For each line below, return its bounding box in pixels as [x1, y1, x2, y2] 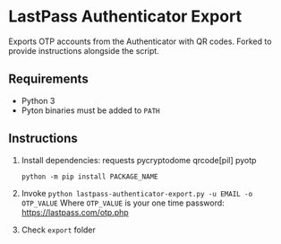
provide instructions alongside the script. [8, 45, 160, 56]
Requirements [8, 72, 89, 87]
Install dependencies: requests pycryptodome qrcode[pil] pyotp [21, 154, 257, 165]
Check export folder [21, 224, 96, 235]
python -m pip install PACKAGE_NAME [21, 172, 158, 181]
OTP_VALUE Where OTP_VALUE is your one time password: [21, 197, 225, 208]
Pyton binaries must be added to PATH [21, 105, 160, 116]
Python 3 [21, 95, 55, 106]
